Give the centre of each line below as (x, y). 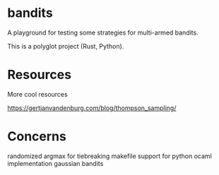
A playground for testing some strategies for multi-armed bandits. (103, 32)
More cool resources (38, 94)
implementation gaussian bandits (55, 163)
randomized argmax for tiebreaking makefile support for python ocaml (109, 156)
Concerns (37, 137)
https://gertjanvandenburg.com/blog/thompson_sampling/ (92, 108)
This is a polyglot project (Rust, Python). (66, 46)
